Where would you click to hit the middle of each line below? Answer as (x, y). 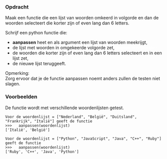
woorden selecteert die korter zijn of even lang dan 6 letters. (67, 23)
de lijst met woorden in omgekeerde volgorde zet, (63, 48)
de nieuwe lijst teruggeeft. (39, 64)
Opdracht (17, 7)
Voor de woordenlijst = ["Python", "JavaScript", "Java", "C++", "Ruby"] (83, 139)
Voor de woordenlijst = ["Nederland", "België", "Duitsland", (71, 117)
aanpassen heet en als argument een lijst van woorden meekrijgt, (80, 42)
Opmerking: (17, 73)
